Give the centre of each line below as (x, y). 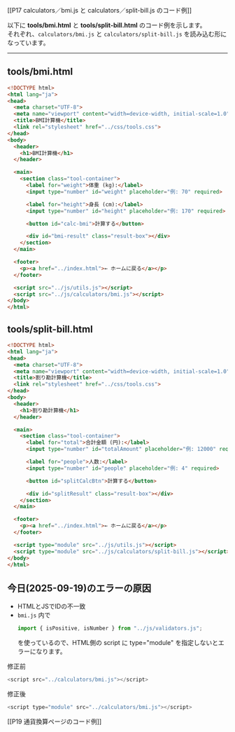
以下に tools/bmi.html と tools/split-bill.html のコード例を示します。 (107, 25)
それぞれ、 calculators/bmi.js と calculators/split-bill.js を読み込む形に (117, 34)
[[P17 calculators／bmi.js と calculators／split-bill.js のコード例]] (100, 10)
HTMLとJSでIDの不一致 (51, 606)
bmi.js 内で (34, 615)
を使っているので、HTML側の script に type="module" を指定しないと (118, 643)
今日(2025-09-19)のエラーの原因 (79, 588)
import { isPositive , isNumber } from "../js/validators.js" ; (110, 629)
